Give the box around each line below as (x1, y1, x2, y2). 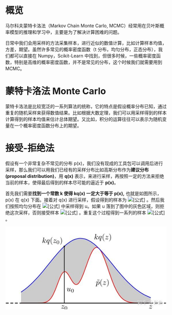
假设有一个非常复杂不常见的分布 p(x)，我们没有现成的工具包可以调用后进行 (5, 160, 163, 166)
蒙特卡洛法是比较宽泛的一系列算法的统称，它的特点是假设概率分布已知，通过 (5, 103, 167, 109)
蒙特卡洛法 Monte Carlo (5, 86, 106, 97)
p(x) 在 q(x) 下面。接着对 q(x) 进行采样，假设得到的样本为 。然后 (5, 197, 160, 203)
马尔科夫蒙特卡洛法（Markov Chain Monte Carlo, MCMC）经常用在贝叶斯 (5, 23, 160, 29)
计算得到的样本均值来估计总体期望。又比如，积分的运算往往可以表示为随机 (5, 116, 162, 122)
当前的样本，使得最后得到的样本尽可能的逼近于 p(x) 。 (5, 179, 119, 185)
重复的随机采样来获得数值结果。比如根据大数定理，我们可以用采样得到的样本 (5, 110, 167, 116)
